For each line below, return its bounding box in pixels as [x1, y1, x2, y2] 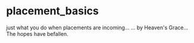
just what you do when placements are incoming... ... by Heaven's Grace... [6, 24, 189, 31]
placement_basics [6, 4, 99, 18]
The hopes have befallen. [6, 30, 68, 37]
